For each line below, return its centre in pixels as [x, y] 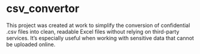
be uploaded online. [31, 44]
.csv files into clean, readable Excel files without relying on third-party [93, 31]
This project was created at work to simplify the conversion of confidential [98, 25]
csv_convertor [43, 9]
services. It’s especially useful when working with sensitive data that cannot [100, 38]
